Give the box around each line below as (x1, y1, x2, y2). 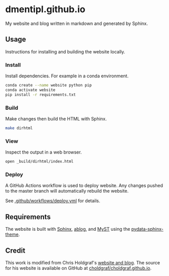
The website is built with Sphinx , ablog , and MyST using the (5, 226, 130, 232)
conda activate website (5, 87, 56, 93)
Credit (5, 246, 25, 255)
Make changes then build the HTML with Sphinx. (5, 115, 107, 121)
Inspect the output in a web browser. (5, 149, 82, 156)
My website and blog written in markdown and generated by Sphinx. (5, 20, 148, 26)
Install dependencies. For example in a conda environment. (5, 73, 129, 79)
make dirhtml (5, 126, 33, 131)
